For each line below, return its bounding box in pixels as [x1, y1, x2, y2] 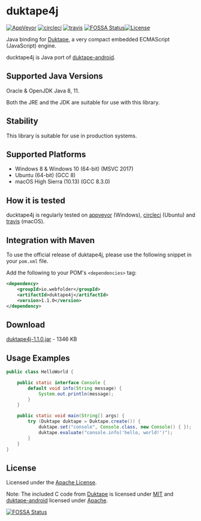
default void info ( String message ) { [28, 385, 122, 391]
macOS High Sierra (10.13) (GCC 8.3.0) [14, 178, 110, 185]
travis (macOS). [6, 218, 45, 225]
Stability [6, 116, 38, 127]
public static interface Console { [17, 379, 106, 385]
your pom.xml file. [6, 257, 49, 265]
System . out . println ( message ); [38, 391, 114, 397]
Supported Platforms [6, 149, 86, 160]
